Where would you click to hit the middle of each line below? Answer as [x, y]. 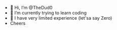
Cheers [18, 23]
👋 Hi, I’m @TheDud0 [31, 8]
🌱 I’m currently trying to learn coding [48, 13]
